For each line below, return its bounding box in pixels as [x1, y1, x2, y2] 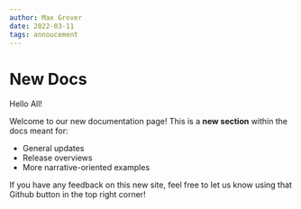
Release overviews [22, 152, 93, 163]
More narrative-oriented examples [22, 162, 150, 173]
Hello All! [9, 98, 43, 109]
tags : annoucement [9, 30, 78, 39]
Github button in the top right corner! [9, 189, 146, 200]
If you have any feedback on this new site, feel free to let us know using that [9, 179, 293, 190]
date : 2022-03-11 [9, 22, 75, 31]
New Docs [9, 68, 87, 89]
